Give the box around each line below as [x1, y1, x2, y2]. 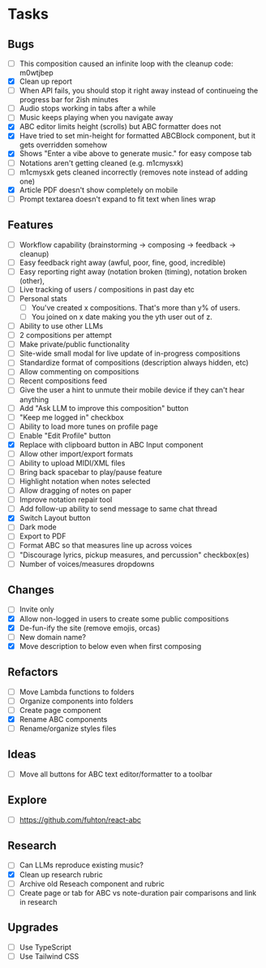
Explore [7, 793, 48, 807]
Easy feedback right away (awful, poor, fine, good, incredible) [19, 257, 226, 267]
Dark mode [19, 522, 58, 532]
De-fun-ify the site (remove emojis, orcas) [19, 623, 161, 633]
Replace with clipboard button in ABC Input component [19, 439, 204, 449]
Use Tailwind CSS [19, 951, 79, 961]
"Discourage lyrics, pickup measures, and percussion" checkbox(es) [19, 550, 250, 560]
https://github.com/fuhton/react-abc [19, 815, 141, 824]
